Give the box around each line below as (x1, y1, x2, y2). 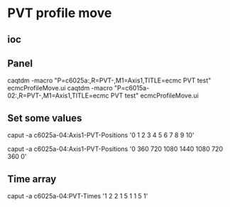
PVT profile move (7, 5, 112, 21)
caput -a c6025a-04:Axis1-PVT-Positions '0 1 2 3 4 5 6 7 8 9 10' (7, 131, 195, 139)
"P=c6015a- (114, 84, 150, 92)
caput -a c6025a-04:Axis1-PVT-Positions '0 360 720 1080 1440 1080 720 (7, 144, 224, 154)
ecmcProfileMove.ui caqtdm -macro (7, 84, 113, 92)
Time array (7, 173, 57, 185)
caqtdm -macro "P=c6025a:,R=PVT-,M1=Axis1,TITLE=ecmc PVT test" (7, 76, 212, 85)
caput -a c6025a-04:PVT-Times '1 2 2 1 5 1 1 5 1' (7, 192, 148, 201)
